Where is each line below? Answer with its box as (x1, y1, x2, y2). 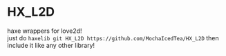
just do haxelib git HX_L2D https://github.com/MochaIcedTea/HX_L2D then (7, 33, 219, 42)
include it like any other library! (7, 41, 95, 49)
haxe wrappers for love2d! (7, 27, 82, 35)
